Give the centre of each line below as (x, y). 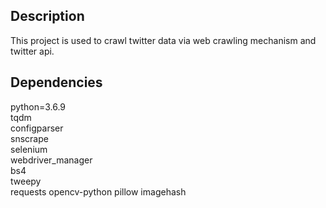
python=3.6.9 (38, 106)
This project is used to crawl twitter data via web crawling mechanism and (163, 40)
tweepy (26, 181)
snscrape (29, 138)
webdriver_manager (51, 160)
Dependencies (56, 82)
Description (47, 16)
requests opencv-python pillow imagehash (98, 191)
